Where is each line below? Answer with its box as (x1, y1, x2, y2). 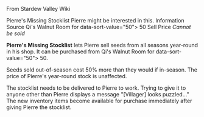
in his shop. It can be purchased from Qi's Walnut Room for (6, 48, 155, 55)
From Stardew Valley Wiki (6, 5, 71, 12)
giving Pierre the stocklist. (6, 104, 72, 111)
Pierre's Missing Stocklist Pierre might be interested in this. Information (6, 17, 185, 24)
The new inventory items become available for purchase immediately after (6, 97, 192, 104)
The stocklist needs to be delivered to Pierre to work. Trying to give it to (6, 84, 186, 92)
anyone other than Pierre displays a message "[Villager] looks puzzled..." (6, 91, 190, 98)
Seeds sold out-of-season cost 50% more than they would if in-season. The (6, 66, 198, 73)
